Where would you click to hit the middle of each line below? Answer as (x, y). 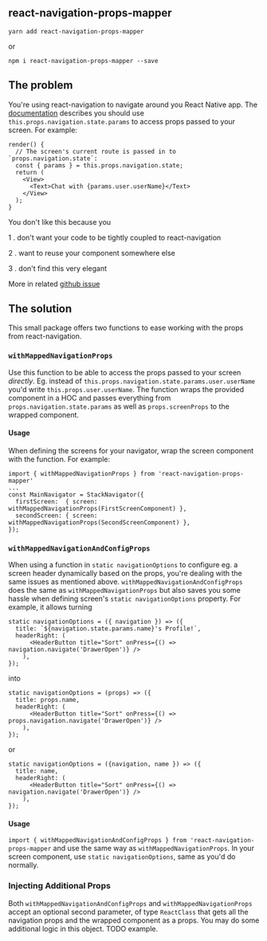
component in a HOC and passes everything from (90, 398)
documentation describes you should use (77, 113)
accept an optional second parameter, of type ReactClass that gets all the (128, 912)
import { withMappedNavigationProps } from (82, 473)
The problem (41, 86)
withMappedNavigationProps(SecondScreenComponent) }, (100, 522)
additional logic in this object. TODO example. (83, 928)
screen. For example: (43, 130)
